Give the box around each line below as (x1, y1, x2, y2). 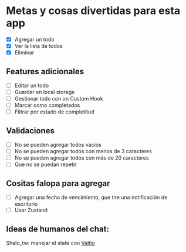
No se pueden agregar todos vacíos (14, 141, 102, 149)
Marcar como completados (14, 102, 80, 109)
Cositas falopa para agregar (6, 178, 110, 188)
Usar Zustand (14, 206, 48, 214)
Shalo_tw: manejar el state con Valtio (6, 240, 95, 247)
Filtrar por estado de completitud (14, 108, 94, 115)
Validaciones (6, 126, 55, 136)
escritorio (14, 201, 38, 208)
